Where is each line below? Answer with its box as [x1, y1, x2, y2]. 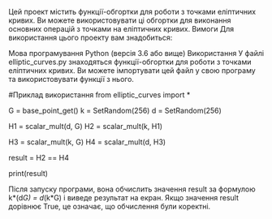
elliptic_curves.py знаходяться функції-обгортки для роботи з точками [8, 57, 252, 67]
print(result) [8, 169, 49, 178]
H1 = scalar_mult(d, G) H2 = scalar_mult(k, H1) [8, 122, 163, 131]
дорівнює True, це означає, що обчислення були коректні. [8, 202, 211, 211]
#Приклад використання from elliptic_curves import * [8, 90, 191, 100]
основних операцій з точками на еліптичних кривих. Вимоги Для [8, 24, 235, 33]
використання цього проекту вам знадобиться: [8, 32, 173, 42]
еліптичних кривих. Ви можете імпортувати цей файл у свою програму [8, 66, 256, 75]
